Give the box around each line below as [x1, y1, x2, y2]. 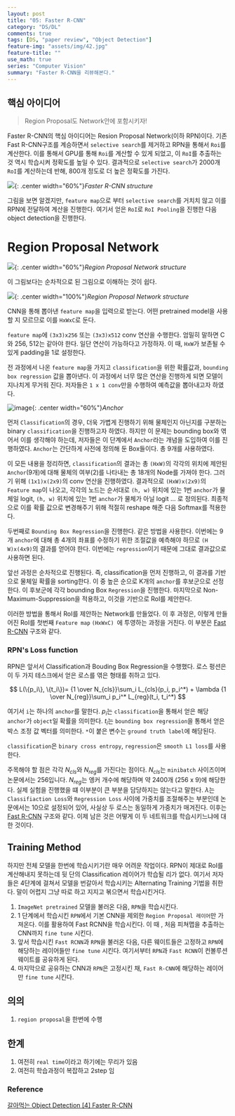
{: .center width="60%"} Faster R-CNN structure [14, 182, 153, 190]
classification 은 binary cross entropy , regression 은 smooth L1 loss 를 [7, 742, 214, 751]
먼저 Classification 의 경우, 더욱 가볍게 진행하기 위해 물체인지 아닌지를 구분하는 [7, 418, 227, 427]
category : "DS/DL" [7, 23, 61, 30]
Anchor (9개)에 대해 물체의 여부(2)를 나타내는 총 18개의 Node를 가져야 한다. [7, 468, 213, 476]
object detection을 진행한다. [7, 214, 86, 222]
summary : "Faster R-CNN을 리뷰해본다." [7, 69, 115, 76]
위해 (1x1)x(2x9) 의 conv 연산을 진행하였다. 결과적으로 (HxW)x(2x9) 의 [14, 477, 207, 486]
